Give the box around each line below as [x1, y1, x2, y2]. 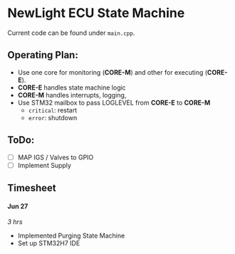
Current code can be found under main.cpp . [7, 28, 135, 37]
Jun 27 [7, 201, 28, 211]
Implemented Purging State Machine [17, 231, 125, 240]
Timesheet [7, 182, 56, 194]
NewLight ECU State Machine [7, 5, 185, 21]
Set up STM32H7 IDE [17, 239, 80, 248]
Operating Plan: [7, 49, 78, 61]
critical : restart [28, 105, 78, 115]
